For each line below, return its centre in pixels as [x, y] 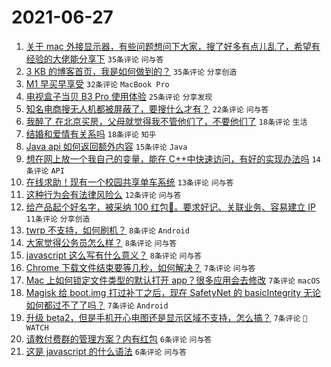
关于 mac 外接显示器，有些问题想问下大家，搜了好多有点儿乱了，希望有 [173, 46]
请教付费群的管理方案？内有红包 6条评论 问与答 [119, 338]
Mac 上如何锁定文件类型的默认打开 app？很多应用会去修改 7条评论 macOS [173, 280]
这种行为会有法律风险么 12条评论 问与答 [103, 194]
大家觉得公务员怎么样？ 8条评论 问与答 [101, 242]
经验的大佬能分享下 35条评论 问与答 [94, 58]
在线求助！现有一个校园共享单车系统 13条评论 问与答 [129, 182]
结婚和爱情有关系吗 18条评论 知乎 [91, 133]
